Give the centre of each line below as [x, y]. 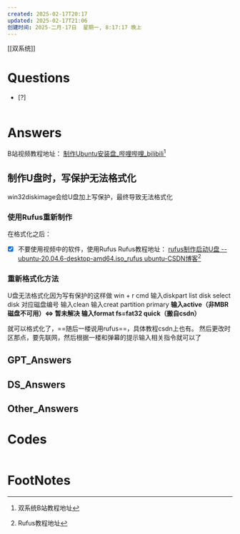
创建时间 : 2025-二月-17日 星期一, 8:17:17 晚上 [75, 27]
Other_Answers [43, 409]
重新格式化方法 [33, 278]
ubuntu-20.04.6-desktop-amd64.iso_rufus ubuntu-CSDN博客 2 [109, 258]
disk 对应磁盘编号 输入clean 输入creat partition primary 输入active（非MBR [118, 305]
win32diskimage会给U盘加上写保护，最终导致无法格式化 [90, 196]
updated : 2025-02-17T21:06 [47, 21]
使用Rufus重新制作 [40, 217]
